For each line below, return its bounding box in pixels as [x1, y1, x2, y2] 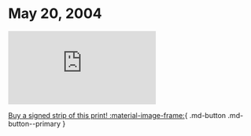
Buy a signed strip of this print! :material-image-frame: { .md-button [8, 110, 227, 120]
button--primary [8, 119, 61, 128]
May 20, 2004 [8, 5, 102, 23]
